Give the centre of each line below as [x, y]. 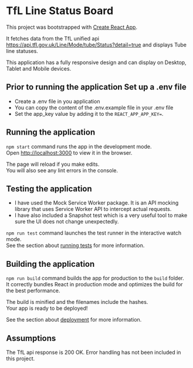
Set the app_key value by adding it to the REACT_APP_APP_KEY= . [89, 113]
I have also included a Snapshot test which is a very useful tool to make [101, 215]
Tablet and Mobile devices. [39, 68]
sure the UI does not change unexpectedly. [67, 222]
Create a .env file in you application [57, 101]
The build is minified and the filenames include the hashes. [77, 302]
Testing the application [49, 188]
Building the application [50, 264]
